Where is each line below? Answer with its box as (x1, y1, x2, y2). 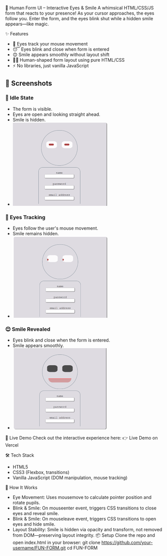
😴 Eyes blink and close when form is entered (12, 46, 109, 52)
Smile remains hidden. (12, 230, 59, 236)
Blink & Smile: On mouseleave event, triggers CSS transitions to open (12, 516, 156, 522)
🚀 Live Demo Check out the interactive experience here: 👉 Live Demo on (5, 435, 158, 441)
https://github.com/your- (101, 539, 153, 546)
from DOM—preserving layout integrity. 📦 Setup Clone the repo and (12, 532, 155, 538)
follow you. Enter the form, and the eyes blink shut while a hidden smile (5, 16, 153, 21)
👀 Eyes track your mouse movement (12, 41, 88, 47)
